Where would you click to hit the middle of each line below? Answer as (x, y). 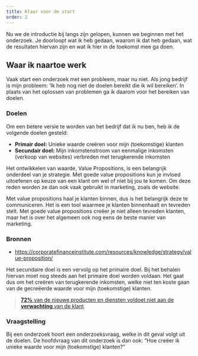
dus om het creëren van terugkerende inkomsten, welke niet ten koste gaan (98, 282)
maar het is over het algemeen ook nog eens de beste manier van (86, 217)
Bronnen (19, 239)
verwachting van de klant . (53, 306)
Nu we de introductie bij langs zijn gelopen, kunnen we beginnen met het (95, 34)
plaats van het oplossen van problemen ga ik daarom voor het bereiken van (98, 92)
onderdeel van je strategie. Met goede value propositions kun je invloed (93, 174)
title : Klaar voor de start (41, 12)
